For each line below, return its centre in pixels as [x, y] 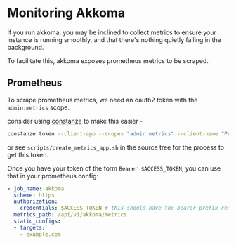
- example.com [40, 234]
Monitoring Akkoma [66, 13]
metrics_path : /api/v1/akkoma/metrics [71, 215]
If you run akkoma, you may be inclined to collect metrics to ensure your [112, 32]
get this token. [28, 154]
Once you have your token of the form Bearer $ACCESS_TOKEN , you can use [114, 168]
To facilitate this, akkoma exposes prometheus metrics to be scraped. [108, 60]
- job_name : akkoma [36, 188]
